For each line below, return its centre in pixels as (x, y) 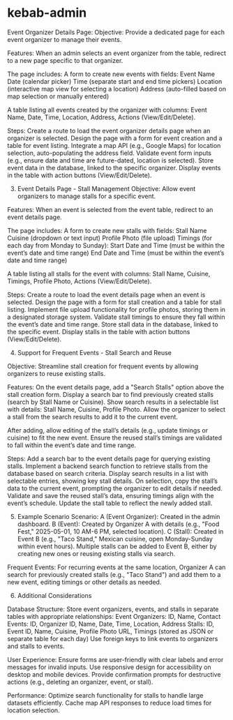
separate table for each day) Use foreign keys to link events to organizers (113, 638)
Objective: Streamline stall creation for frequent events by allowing (103, 366)
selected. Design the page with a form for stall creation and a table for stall (114, 302)
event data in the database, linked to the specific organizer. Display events (114, 167)
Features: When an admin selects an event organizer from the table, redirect (117, 53)
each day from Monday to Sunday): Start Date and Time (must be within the (116, 245)
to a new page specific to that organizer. (65, 60)
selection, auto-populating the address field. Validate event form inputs (109, 153)
